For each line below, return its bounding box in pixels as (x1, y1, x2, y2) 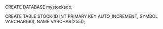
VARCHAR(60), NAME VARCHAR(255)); (5, 19, 85, 24)
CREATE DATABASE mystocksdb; (5, 4, 73, 10)
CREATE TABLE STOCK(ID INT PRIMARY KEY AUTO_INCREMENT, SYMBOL (5, 14, 158, 19)
